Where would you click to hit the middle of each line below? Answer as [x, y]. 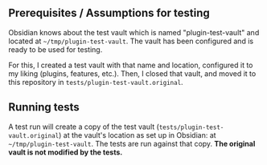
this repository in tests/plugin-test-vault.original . [96, 82]
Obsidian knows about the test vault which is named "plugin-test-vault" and [134, 32]
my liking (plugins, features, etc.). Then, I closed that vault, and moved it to [132, 73]
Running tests [44, 107]
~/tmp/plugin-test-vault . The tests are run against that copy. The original [132, 143]
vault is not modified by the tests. [66, 152]
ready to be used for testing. [55, 49]
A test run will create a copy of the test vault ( [84, 127]
